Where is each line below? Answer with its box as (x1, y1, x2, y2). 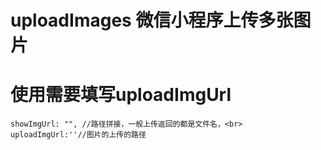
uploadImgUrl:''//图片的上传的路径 (10, 130, 147, 140)
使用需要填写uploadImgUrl (10, 84, 232, 106)
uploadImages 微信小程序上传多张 (10, 9, 294, 32)
